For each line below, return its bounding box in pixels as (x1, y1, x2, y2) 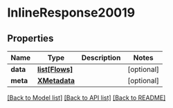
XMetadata (37, 76, 75, 85)
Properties (7, 33, 54, 44)
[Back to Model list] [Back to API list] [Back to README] (7, 93, 166, 102)
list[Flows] (37, 64, 73, 74)
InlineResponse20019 (7, 5, 136, 21)
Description (81, 53, 121, 62)
